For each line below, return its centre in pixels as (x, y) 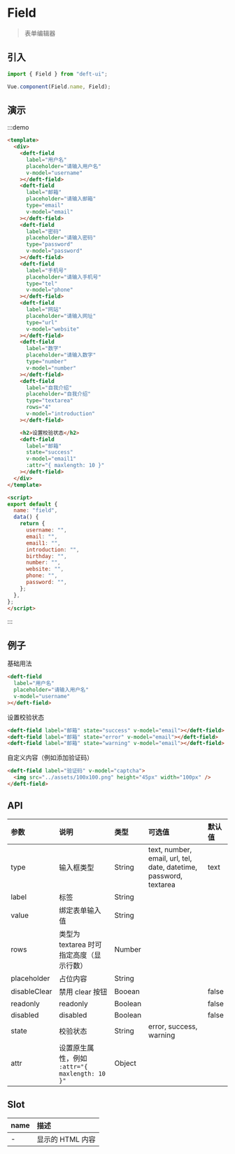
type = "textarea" (49, 401)
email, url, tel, (170, 858)
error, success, (173, 1026)
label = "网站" (44, 310)
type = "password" (49, 244)
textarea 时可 (81, 945)
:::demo (18, 127)
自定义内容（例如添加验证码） (50, 758)
